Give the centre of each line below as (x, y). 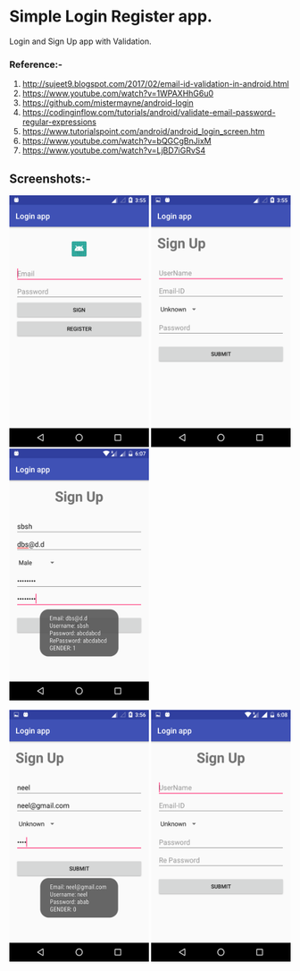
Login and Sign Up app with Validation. (80, 41)
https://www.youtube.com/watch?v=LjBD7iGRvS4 (114, 150)
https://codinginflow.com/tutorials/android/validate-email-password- (149, 113)
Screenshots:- (50, 179)
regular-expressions (59, 122)
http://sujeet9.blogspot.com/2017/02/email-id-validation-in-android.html (155, 84)
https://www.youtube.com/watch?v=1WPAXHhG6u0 (118, 94)
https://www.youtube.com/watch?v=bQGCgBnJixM (117, 141)
